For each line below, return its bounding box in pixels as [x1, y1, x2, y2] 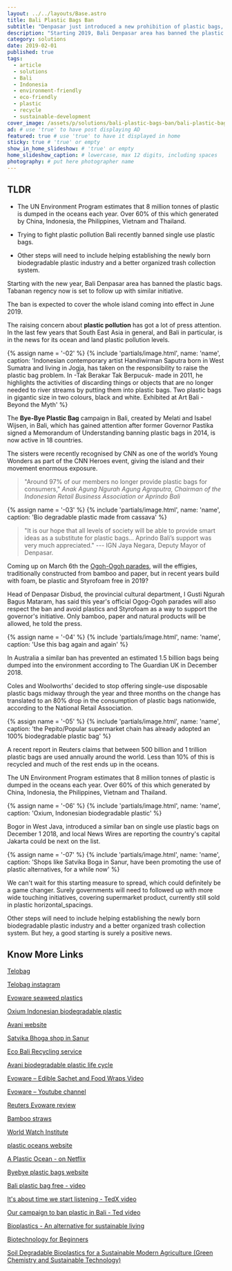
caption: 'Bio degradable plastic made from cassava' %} [7, 513, 167, 521]
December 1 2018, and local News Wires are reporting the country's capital [7, 829, 220, 838]
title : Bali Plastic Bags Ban [7, 17, 95, 24]
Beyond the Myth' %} [7, 400, 68, 408]
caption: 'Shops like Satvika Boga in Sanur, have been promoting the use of [7, 858, 222, 866]
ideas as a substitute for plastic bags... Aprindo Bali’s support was [23, 534, 212, 542]
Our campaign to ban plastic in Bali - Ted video [7, 1209, 141, 1217]
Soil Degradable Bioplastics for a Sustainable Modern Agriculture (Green [7, 1249, 213, 1257]
